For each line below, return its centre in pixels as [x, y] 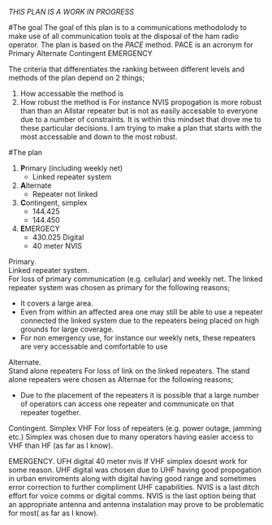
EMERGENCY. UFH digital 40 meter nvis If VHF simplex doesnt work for [128, 461]
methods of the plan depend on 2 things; [77, 78]
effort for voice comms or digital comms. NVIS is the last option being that [132, 496]
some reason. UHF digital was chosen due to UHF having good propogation [135, 470]
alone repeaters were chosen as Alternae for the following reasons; [121, 380]
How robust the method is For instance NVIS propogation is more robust [141, 102]
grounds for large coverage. [67, 329]
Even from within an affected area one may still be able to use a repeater [142, 312]
